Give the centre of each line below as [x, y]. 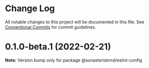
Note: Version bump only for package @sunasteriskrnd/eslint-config [74, 60]
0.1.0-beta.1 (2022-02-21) [58, 47]
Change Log [30, 8]
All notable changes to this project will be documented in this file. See [75, 22]
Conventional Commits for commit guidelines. [50, 27]
